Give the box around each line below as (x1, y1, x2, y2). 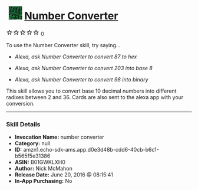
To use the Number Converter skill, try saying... (6, 41, 121, 48)
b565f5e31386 (14, 152, 51, 159)
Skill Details (6, 120, 41, 128)
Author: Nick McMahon (14, 165, 72, 172)
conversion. (6, 100, 35, 107)
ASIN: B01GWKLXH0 (14, 159, 66, 166)
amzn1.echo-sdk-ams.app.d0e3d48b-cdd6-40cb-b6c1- (23, 146, 159, 153)
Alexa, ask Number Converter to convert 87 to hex (14, 53, 137, 60)
